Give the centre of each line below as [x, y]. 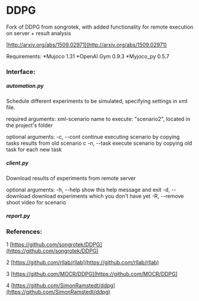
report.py [18, 216]
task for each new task [34, 149]
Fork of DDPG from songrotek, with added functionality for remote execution [100, 27]
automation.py [25, 86]
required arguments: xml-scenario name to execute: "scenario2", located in [98, 119]
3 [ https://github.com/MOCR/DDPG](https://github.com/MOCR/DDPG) [92, 274]
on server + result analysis [39, 33]
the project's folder [30, 125]
